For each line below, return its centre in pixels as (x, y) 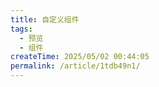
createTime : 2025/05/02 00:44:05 (80, 57)
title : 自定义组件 (45, 19)
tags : (21, 29)
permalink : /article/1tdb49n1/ (75, 66)
